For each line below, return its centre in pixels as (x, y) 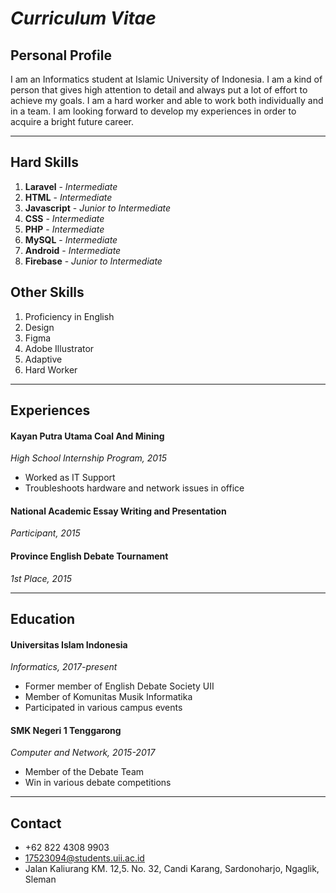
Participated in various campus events (103, 708)
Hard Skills (44, 162)
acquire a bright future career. (72, 121)
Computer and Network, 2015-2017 (83, 753)
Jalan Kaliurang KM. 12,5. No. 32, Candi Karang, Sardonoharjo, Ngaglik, (172, 869)
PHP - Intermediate (64, 229)
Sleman (40, 879)
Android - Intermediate (73, 250)
